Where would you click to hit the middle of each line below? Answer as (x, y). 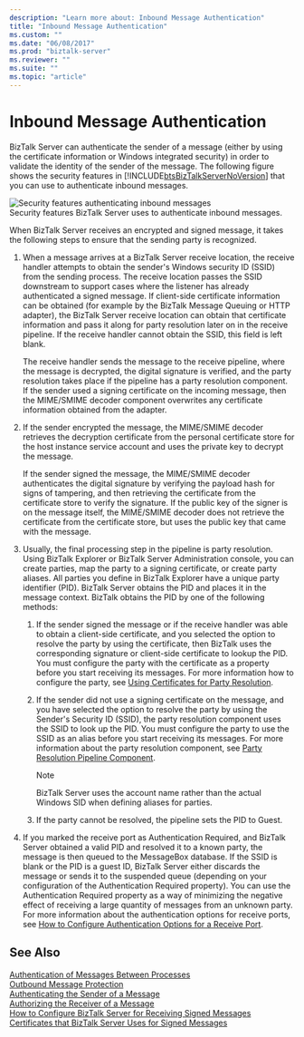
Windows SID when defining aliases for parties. (124, 802)
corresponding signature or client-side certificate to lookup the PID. (161, 653)
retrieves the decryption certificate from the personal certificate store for (158, 437)
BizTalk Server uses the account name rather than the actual (149, 792)
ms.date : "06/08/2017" (52, 43)
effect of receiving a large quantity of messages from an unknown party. (157, 905)
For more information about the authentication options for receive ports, (157, 914)
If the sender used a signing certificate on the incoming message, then (154, 390)
